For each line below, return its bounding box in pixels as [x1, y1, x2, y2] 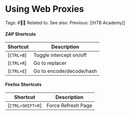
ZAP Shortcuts [5, 31, 36, 37]
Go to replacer [33, 60, 67, 67]
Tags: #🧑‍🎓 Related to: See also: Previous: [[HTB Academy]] [5, 20, 126, 26]
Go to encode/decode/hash [33, 68, 97, 75]
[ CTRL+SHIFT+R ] [7, 102, 42, 109]
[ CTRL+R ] [7, 60, 27, 67]
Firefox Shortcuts [5, 81, 42, 87]
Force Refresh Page [46, 102, 93, 109]
